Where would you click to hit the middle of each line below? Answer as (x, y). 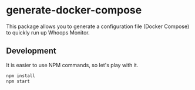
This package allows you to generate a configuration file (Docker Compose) (98, 26)
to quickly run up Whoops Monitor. (48, 32)
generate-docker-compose (74, 10)
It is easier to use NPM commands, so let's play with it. (72, 65)
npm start (18, 81)
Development (31, 51)
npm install (21, 76)
